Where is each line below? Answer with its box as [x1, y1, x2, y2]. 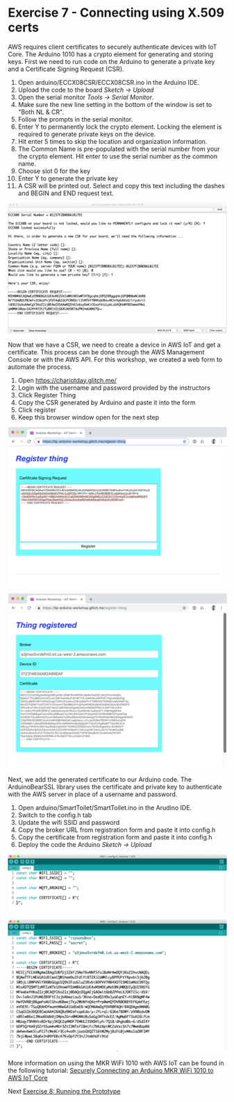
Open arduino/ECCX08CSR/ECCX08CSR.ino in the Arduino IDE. [17, 78, 200, 86]
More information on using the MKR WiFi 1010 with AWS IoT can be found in [8, 1058, 224, 1067]
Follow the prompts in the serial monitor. [17, 115, 133, 123]
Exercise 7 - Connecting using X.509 [8, 5, 225, 21]
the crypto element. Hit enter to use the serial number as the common [17, 151, 218, 161]
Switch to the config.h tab [17, 811, 92, 819]
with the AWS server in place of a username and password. [8, 790, 178, 798]
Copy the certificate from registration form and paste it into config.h [17, 833, 212, 841]
